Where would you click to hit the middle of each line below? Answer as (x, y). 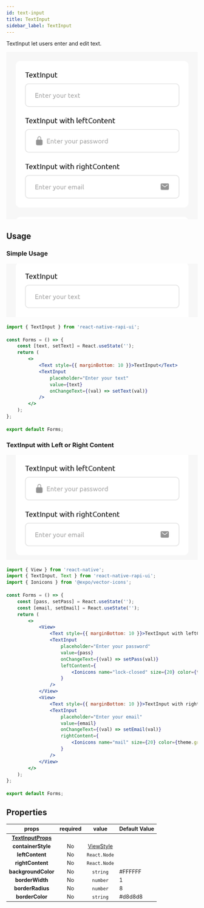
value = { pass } (77, 652)
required (71, 829)
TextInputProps (32, 838)
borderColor (32, 897)
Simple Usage (27, 254)
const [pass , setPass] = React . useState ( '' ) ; (76, 601)
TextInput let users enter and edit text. (54, 44)
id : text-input (25, 13)
